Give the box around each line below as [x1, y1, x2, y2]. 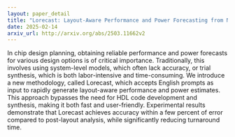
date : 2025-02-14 [7, 23, 58, 30]
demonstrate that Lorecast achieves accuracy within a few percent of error [7, 108, 224, 117]
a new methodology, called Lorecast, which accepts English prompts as [7, 78, 214, 87]
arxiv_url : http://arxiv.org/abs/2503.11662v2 [7, 29, 145, 37]
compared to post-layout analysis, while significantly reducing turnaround [7, 116, 220, 124]
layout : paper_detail [7, 10, 71, 17]
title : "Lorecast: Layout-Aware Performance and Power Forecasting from [7, 17, 224, 24]
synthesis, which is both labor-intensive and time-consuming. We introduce [7, 71, 225, 80]
